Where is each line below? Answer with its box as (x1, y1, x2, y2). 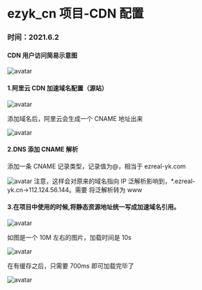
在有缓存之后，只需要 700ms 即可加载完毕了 (7, 261, 134, 270)
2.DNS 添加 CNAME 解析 (7, 145, 79, 154)
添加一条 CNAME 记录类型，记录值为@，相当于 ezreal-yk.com (7, 161, 186, 171)
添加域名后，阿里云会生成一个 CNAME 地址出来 (7, 114, 143, 122)
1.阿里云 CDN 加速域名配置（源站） (7, 84, 108, 92)
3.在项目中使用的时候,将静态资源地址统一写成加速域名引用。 (7, 203, 180, 211)
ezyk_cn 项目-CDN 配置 (7, 6, 144, 22)
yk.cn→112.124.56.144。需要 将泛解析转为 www (7, 185, 143, 194)
